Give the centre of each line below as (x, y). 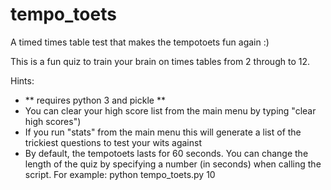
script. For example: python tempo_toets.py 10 (120, 174)
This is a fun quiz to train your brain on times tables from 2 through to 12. (160, 61)
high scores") (53, 121)
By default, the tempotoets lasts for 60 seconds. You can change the (166, 153)
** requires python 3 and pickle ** (95, 100)
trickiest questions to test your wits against (113, 142)
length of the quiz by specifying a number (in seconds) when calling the (173, 164)
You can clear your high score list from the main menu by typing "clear (170, 110)
